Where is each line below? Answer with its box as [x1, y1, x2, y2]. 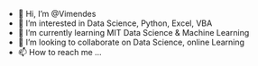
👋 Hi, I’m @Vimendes [17, 9, 97, 19]
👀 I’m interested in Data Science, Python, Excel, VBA [17, 18, 213, 29]
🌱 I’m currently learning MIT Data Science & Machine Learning [17, 28, 250, 37]
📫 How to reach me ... [17, 47, 102, 57]
